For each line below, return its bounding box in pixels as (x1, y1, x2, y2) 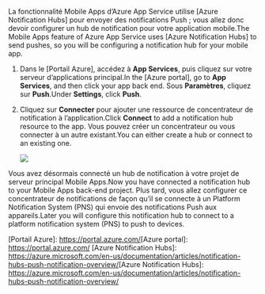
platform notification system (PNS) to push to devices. (8, 220, 185, 228)
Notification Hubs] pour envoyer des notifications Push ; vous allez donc (8, 15, 244, 25)
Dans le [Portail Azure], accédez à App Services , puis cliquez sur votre (19, 64, 252, 74)
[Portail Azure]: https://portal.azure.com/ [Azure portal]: (8, 235, 188, 244)
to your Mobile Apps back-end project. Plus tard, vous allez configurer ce (8, 185, 248, 195)
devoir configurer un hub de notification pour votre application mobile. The (8, 24, 250, 32)
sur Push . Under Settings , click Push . (19, 90, 142, 98)
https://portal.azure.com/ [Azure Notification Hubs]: (8, 243, 177, 252)
